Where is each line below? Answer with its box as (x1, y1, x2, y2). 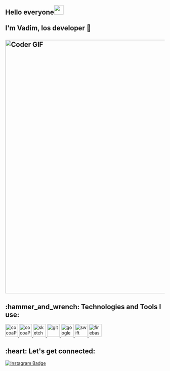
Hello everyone (5, 8, 54, 17)
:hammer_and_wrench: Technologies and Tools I (5, 302, 161, 311)
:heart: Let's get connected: (5, 347, 96, 355)
